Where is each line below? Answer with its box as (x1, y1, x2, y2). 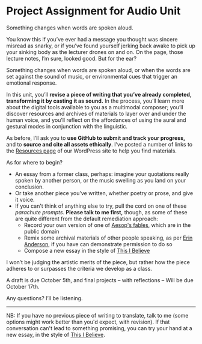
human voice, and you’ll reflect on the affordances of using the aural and (6, 116, 186, 124)
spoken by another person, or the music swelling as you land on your (14, 177, 186, 184)
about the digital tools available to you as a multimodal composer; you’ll (6, 103, 183, 110)
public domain (23, 228, 60, 235)
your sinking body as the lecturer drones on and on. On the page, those (6, 48, 183, 55)
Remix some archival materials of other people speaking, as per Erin (23, 234, 193, 241)
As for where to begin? (6, 158, 63, 166)
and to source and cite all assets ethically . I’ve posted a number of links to (6, 140, 193, 148)
